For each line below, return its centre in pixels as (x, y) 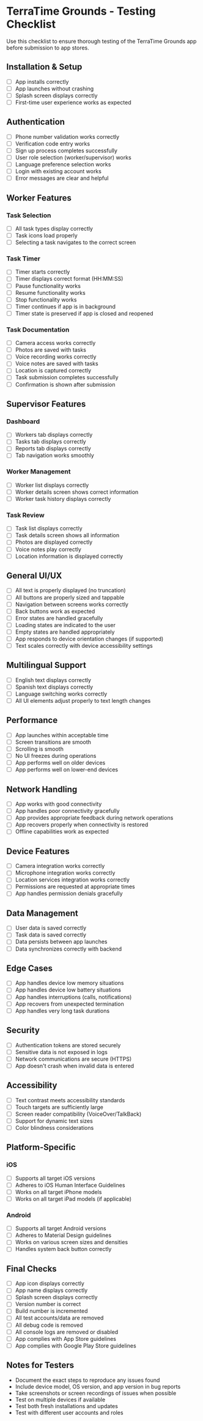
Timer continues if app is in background (65, 306)
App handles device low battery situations (68, 990)
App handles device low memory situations (69, 983)
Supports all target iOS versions (55, 1178)
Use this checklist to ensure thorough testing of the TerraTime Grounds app (102, 41)
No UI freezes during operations (56, 756)
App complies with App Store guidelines (65, 1338)
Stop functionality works (46, 299)
